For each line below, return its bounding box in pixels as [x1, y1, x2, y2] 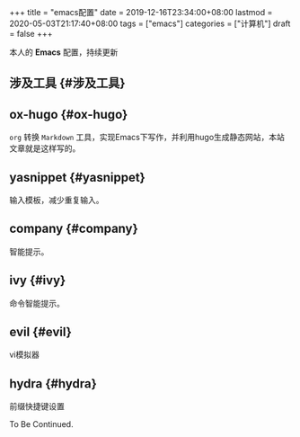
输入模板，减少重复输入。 [9, 195, 104, 206]
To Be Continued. [9, 419, 74, 430]
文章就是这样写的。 [9, 143, 81, 154]
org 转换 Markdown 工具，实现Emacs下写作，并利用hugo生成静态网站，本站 [9, 132, 286, 143]
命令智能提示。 [9, 298, 65, 308]
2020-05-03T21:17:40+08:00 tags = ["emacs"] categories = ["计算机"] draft [9, 18, 291, 29]
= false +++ [9, 29, 53, 39]
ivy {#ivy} [9, 272, 66, 289]
